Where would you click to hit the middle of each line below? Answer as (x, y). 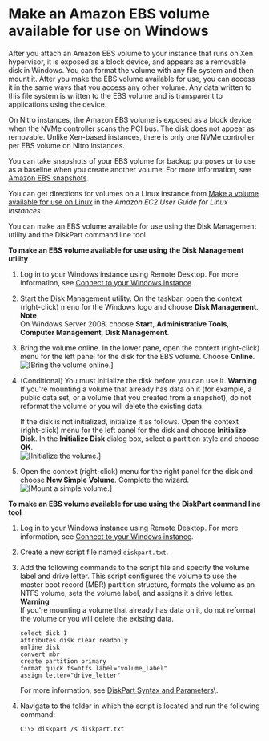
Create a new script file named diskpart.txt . (94, 552)
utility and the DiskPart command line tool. (78, 234)
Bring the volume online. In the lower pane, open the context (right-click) (140, 348)
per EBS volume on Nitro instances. (67, 145)
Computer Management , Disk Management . (94, 332)
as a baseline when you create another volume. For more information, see (130, 169)
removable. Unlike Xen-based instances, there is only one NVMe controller (131, 136)
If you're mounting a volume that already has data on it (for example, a (136, 389)
